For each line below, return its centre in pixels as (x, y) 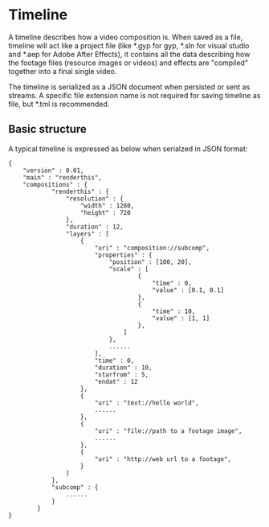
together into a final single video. (63, 71)
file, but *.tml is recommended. (59, 104)
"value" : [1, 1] (181, 318)
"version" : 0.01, (53, 171)
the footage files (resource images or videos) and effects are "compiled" (128, 63)
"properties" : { (123, 255)
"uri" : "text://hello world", (147, 403)
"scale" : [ (129, 269)
